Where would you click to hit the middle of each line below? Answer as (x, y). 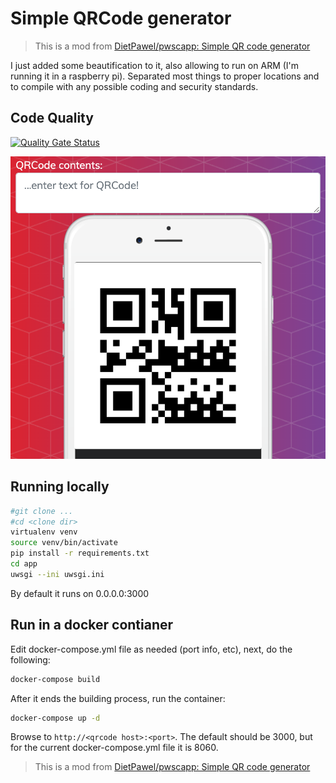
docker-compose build (55, 679)
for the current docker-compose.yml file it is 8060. (114, 748)
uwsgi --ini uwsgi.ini (57, 574)
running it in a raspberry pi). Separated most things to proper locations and (165, 76)
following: (30, 659)
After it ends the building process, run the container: (118, 698)
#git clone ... (42, 511)
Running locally (60, 487)
